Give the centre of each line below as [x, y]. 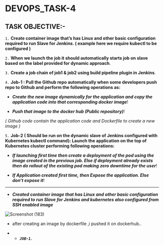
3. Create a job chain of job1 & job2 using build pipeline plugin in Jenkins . [81, 73]
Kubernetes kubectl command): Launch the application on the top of [76, 141]
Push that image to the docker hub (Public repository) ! [69, 111]
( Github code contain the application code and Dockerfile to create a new [80, 121]
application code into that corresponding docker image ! [70, 102]
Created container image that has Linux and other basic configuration [85, 194]
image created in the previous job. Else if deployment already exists [82, 161]
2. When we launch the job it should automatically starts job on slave [76, 58]
